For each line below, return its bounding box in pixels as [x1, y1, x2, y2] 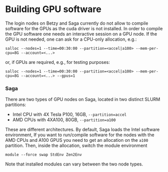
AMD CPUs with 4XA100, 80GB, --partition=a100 [12, 117, 116, 123]
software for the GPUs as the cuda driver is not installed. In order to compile [5, 25, 163, 31]
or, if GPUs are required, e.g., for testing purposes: [5, 59, 110, 65]
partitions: [5, 102, 27, 108]
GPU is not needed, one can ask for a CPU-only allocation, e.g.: [5, 36, 137, 42]
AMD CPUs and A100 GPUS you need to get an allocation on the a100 [5, 137, 148, 143]
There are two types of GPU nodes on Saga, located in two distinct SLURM [5, 97, 160, 103]
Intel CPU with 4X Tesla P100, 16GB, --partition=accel [12, 112, 127, 118]
